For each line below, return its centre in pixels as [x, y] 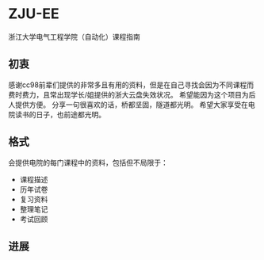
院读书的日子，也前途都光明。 [57, 114]
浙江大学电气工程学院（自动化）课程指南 [74, 36]
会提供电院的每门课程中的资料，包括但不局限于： [88, 162]
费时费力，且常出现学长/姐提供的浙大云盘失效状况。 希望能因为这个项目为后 [132, 94]
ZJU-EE [34, 14]
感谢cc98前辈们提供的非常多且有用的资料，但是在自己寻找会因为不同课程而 [131, 85]
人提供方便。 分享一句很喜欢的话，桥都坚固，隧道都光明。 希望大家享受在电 [132, 105]
